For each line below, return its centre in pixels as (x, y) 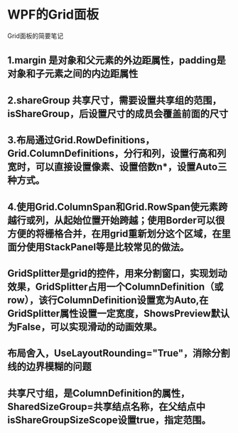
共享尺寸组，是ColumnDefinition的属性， (99, 393)
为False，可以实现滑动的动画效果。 (85, 326)
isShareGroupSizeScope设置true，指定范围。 (109, 420)
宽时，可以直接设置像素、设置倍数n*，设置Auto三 (117, 167)
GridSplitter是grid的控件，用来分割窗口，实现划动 (117, 273)
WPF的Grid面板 (53, 15)
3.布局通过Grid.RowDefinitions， (81, 140)
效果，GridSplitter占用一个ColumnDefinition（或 (115, 286)
